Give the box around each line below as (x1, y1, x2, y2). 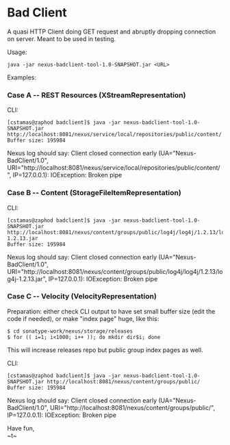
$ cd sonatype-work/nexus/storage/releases (7, 327, 133, 335)
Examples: (7, 73, 36, 81)
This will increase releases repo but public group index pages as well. (7, 346, 203, 354)
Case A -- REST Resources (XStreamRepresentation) (7, 90, 186, 100)
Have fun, (7, 424, 35, 432)
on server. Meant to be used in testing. (7, 34, 116, 42)
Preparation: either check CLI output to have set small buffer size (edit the (7, 307, 216, 316)
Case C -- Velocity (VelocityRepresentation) (7, 292, 157, 301)
